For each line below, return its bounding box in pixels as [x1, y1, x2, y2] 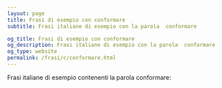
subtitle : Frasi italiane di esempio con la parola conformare [7, 23, 197, 30]
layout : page [7, 10, 45, 17]
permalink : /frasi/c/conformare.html [7, 54, 117, 62]
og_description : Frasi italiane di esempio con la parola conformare [7, 42, 216, 49]
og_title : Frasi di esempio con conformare [7, 35, 135, 42]
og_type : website [7, 48, 58, 55]
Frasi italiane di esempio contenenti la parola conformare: [7, 73, 171, 81]
